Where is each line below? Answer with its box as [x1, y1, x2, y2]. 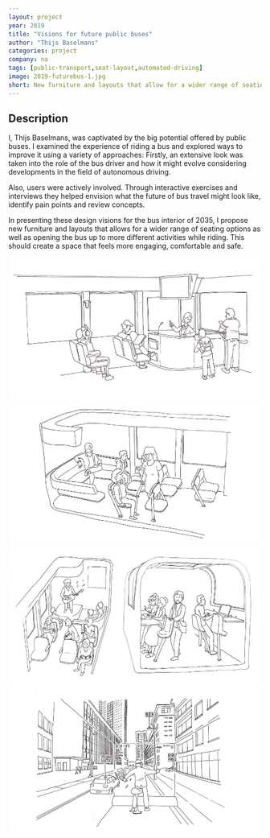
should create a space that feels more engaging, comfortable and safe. [8, 241, 243, 251]
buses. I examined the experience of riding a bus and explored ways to [8, 142, 243, 151]
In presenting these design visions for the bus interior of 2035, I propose [8, 216, 249, 225]
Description [8, 112, 68, 126]
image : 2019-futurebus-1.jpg [8, 72, 106, 80]
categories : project [8, 47, 78, 56]
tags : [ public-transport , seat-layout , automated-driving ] [8, 64, 203, 72]
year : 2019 [8, 21, 45, 30]
